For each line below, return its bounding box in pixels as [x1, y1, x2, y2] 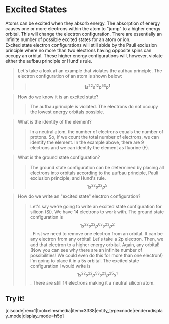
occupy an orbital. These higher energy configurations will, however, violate [5, 52, 163, 59]
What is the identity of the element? [17, 118, 92, 125]
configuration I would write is [30, 263, 91, 269]
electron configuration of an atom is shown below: [17, 73, 122, 79]
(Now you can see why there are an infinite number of [30, 247, 143, 253]
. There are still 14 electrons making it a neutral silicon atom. [30, 279, 155, 286]
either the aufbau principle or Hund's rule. [5, 58, 92, 64]
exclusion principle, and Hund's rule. [30, 175, 106, 181]
